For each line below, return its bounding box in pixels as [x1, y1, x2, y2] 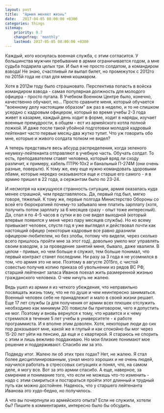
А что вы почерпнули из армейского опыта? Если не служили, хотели [5, 397, 151, 403]
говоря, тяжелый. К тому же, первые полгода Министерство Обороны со [5, 196, 159, 202]
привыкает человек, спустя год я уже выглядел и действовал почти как [5, 222, 156, 228]
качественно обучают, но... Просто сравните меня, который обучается [5, 99, 154, 105]
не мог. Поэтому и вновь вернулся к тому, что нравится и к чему [5, 310, 141, 316]
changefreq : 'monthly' [14, 35, 60, 40]
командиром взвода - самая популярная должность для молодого [5, 88, 145, 94]
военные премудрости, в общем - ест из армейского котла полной [5, 119, 146, 125]
